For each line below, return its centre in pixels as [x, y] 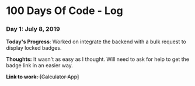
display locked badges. [34, 48]
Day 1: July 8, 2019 [33, 29]
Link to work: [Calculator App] [43, 77]
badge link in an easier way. [39, 66]
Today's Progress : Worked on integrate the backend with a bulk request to [96, 42]
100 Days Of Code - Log [65, 11]
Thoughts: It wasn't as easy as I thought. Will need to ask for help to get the [98, 59]
